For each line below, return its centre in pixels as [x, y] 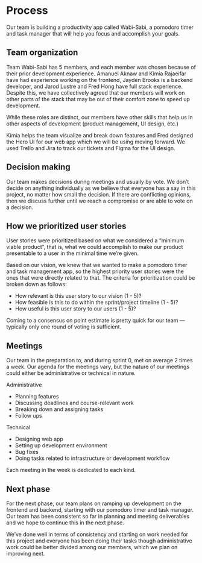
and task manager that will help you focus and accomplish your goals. [93, 33]
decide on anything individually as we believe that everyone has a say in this [101, 188]
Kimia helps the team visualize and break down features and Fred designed [100, 135]
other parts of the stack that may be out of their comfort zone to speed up [98, 99]
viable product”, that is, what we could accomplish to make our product [95, 247]
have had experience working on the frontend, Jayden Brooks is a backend [99, 80]
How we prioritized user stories [66, 226]
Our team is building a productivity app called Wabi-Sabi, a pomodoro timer [100, 27]
